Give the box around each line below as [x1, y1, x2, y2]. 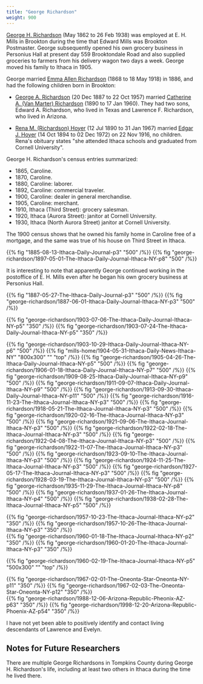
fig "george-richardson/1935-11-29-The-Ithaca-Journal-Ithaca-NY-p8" [6, 482, 183, 490]
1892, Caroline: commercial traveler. [15, 186, 105, 194]
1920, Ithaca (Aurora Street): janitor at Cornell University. [15, 212, 157, 219]
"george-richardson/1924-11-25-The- [93, 456, 186, 463]
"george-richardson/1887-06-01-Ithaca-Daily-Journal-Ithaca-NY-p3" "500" [6, 297, 195, 305]
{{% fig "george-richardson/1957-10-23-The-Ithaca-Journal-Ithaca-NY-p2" [6, 513, 195, 520]
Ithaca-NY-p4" [6, 495, 44, 502]
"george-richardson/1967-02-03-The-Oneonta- [66, 582, 186, 589]
